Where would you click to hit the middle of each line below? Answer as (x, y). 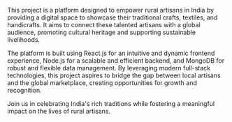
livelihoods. (24, 40)
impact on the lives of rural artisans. (59, 111)
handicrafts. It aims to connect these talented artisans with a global (104, 25)
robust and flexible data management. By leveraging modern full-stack (109, 68)
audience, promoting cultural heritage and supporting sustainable (102, 32)
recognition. (24, 90)
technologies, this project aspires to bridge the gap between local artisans (114, 75)
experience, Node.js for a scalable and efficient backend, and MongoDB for (116, 61)
